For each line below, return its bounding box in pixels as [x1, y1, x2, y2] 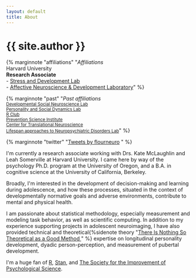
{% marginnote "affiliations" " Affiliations [6, 59, 104, 66]
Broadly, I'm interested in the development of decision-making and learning [6, 180, 190, 187]
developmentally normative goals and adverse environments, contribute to [6, 192, 187, 200]
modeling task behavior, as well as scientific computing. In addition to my [6, 216, 184, 223]
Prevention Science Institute [6, 117, 63, 123]
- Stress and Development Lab [6, 78, 81, 85]
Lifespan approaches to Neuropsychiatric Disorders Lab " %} [6, 127, 131, 134]
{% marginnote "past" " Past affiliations [6, 95, 101, 102]
